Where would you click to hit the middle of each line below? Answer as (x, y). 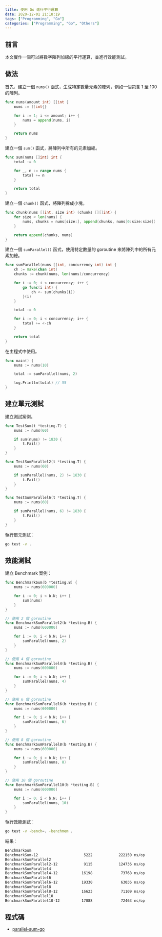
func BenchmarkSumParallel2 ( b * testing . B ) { (51, 623)
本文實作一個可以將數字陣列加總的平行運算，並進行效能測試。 (67, 57)
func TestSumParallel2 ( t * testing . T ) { (46, 462)
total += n (34, 175)
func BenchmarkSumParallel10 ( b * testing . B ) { (52, 785)
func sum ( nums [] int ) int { (34, 157)
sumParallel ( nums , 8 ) (45, 763)
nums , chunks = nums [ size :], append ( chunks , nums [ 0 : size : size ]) (89, 222)
